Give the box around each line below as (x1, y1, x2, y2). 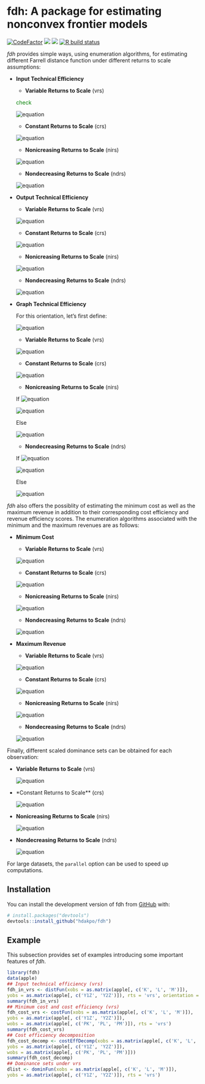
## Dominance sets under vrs (7, 1061, 81, 1067)
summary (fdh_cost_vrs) (7, 1026, 65, 1033)
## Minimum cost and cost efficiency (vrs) (7, 1004, 120, 1010)
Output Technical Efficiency (15, 193, 89, 201)
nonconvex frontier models (7, 17, 148, 31)
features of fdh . (7, 958, 47, 965)
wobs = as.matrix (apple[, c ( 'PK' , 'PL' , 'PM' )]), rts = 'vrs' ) (7, 1021, 172, 1027)
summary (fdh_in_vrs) (7, 998, 60, 1004)
